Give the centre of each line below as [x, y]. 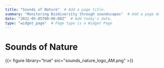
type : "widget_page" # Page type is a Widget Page [59, 23]
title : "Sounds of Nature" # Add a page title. [55, 9]
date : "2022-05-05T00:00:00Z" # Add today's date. [59, 18]
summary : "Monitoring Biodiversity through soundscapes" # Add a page [79, 14]
